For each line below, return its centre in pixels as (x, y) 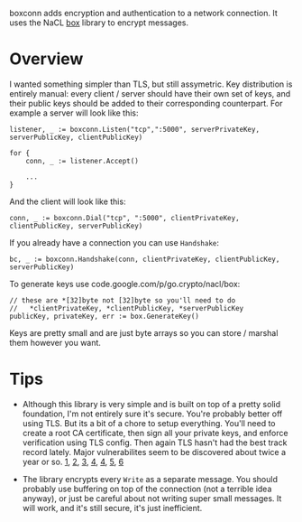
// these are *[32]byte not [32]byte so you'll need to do (123, 300)
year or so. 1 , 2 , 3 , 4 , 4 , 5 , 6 (73, 461)
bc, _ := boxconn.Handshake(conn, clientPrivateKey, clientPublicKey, (145, 259)
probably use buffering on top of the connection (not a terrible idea (147, 489)
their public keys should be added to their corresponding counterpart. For (146, 103)
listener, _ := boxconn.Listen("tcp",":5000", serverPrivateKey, (134, 129)
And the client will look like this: (68, 201)
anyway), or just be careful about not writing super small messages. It (152, 498)
